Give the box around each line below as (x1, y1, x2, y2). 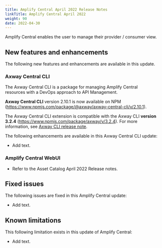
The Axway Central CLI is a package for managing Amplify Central (5, 84, 138, 90)
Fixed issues (5, 180, 44, 188)
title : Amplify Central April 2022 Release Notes (5, 7, 108, 12)
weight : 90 (5, 16, 27, 21)
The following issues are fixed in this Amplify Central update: (5, 193, 127, 198)
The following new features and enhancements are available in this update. (5, 61, 156, 67)
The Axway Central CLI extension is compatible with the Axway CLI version (5, 113, 157, 119)
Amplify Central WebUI (5, 155, 61, 161)
